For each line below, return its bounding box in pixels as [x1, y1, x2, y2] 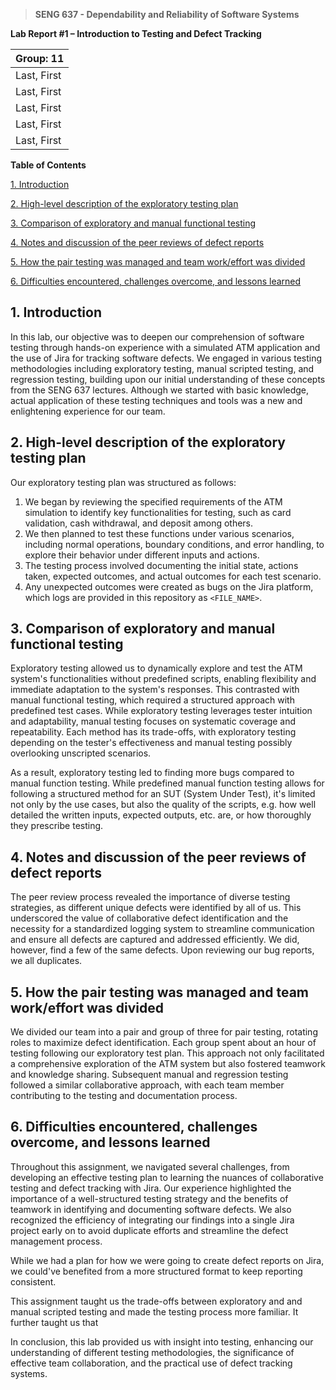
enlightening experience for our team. [10, 405, 166, 417]
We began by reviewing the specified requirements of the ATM [24, 495, 283, 508]
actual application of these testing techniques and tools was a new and [10, 394, 303, 406]
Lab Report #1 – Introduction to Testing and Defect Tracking [10, 28, 262, 39]
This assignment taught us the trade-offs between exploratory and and [10, 1295, 303, 1307]
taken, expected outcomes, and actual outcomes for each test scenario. [24, 570, 322, 582]
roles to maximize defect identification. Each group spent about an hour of [10, 1037, 317, 1049]
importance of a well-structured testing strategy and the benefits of [10, 1192, 289, 1204]
